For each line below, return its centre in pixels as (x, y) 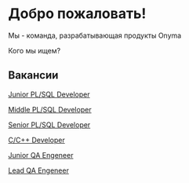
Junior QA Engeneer (41, 155)
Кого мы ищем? (35, 50)
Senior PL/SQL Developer (49, 124)
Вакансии (33, 75)
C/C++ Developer (36, 140)
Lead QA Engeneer (38, 170)
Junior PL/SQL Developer (49, 94)
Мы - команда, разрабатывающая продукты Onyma (95, 35)
